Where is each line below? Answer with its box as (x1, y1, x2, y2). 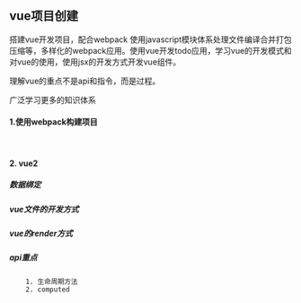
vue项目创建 (9, 8, 79, 24)
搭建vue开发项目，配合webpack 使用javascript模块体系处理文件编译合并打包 (9, 34, 292, 45)
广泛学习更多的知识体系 (9, 94, 96, 105)
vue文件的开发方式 (9, 203, 79, 214)
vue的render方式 (9, 228, 74, 238)
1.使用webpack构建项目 (9, 117, 99, 127)
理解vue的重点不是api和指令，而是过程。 (9, 75, 161, 86)
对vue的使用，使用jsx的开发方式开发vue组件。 (9, 56, 181, 67)
